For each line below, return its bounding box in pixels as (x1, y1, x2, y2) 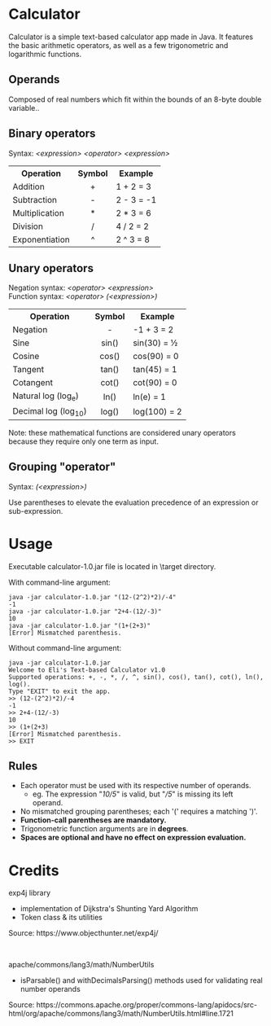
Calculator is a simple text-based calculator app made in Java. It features (8, 32, 254, 42)
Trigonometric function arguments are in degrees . (20, 824, 189, 834)
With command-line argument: (8, 577, 111, 587)
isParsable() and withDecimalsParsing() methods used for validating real (20, 976, 263, 985)
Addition (12, 181, 45, 192)
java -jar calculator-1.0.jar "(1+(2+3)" (8, 621, 151, 629)
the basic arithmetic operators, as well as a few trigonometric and (8, 40, 229, 50)
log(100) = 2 (133, 406, 182, 418)
